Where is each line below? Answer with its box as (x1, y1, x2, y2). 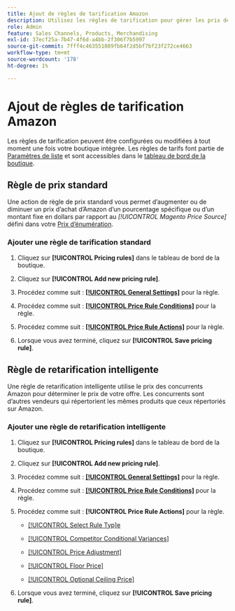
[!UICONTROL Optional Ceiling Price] (27, 575, 135, 583)
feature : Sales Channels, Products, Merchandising (7, 29, 158, 37)
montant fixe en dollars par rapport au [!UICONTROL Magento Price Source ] (7, 213, 227, 221)
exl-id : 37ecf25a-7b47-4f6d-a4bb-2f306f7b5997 (7, 36, 145, 43)
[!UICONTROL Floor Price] (27, 561, 104, 570)
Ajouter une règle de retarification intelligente (7, 422, 166, 432)
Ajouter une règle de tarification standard (7, 237, 152, 247)
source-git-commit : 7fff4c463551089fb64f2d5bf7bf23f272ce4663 (7, 43, 192, 50)
